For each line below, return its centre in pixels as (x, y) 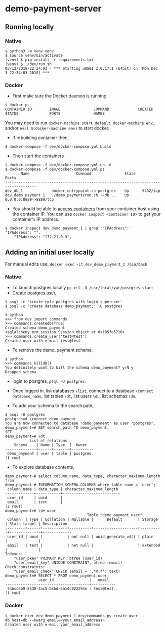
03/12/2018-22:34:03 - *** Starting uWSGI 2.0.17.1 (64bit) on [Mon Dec (82, 68)
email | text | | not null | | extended (84, 545)
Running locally (30, 27)
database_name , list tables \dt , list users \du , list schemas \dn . (74, 396)
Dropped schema (21, 372)
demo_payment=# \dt (25, 436)
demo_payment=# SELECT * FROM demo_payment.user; (57, 576)
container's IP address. (36, 219)
